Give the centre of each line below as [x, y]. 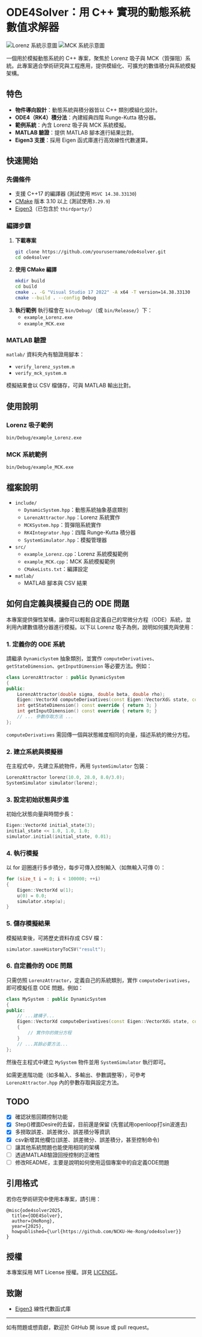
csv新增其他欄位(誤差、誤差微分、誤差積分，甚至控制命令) [87, 1140]
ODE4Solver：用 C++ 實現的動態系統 [98, 12]
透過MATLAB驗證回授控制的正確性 [57, 1155]
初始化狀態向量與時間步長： [41, 814]
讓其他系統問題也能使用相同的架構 [57, 1147]
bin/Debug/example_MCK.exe [40, 467]
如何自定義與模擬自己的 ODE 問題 [68, 604]
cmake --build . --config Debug [55, 298]
